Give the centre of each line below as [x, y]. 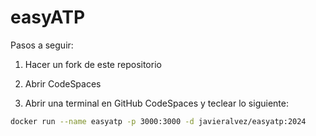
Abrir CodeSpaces [63, 83]
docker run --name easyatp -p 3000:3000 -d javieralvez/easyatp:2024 [158, 121]
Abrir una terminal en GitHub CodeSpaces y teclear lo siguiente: [156, 103]
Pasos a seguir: [42, 45]
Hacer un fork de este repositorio [93, 64]
